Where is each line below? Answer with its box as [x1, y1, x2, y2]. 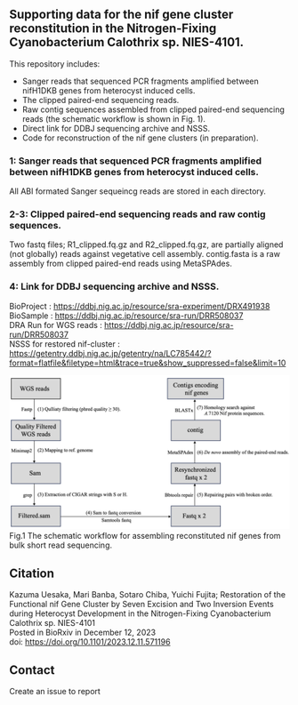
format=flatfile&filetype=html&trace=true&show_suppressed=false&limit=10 [9, 357, 286, 368]
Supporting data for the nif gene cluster [9, 7, 234, 22]
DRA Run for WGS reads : [9, 319, 102, 330]
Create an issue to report [9, 685, 101, 696]
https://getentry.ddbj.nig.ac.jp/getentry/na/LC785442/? [9, 348, 212, 358]
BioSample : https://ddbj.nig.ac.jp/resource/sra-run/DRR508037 [9, 310, 244, 321]
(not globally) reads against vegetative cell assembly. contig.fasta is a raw [9, 249, 280, 260]
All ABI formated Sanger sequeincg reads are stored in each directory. [9, 186, 267, 196]
